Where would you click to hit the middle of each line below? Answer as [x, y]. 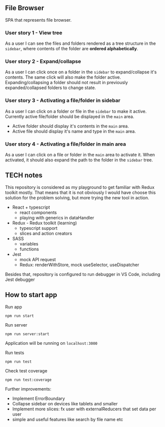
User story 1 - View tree [34, 32]
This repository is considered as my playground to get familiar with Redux [80, 187]
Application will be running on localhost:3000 [51, 343]
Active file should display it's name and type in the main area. [74, 131]
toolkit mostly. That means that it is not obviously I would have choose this [81, 192]
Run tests [15, 352]
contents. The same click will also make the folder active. [63, 77]
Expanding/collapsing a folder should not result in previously [66, 83]
